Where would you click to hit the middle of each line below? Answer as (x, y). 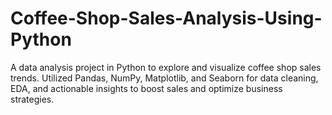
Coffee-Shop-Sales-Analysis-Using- (166, 18)
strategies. (32, 99)
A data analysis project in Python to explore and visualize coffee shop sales (166, 67)
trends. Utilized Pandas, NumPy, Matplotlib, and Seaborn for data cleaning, (164, 78)
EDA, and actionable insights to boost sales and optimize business (146, 88)
